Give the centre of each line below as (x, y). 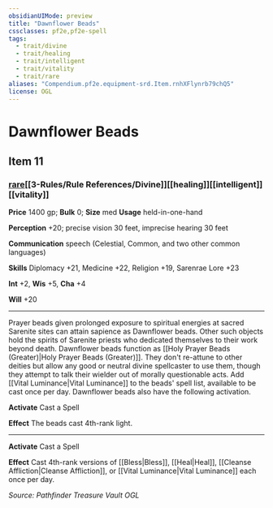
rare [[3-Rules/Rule (46, 184)
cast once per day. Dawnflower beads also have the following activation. (130, 392)
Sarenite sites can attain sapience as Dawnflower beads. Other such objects (136, 331)
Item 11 (26, 161)
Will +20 (23, 299)
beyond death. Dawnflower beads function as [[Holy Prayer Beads (119, 349)
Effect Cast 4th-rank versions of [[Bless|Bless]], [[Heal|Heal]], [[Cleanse (130, 463)
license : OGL (30, 91)
